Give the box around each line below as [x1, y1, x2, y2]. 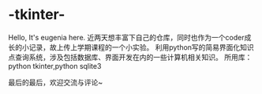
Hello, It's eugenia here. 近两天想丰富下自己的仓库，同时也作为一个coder [8, 32, 245, 42]
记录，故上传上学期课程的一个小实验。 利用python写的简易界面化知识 [28, 42, 254, 52]
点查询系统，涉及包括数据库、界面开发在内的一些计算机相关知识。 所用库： [8, 52, 253, 62]
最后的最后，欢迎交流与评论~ [8, 77, 103, 87]
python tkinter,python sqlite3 [8, 61, 102, 70]
